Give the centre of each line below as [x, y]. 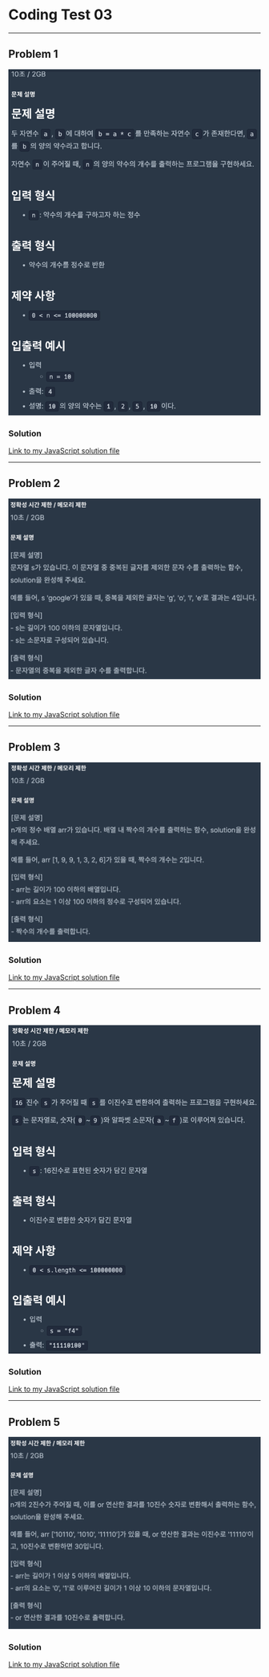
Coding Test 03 [60, 15]
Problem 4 [35, 1010]
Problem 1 [33, 54]
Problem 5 [34, 1422]
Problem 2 [34, 483]
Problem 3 [34, 747]
